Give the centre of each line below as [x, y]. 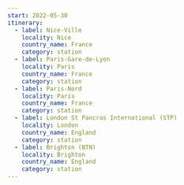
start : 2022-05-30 [38, 15]
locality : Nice [47, 37]
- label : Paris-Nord [48, 89]
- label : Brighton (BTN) [55, 147]
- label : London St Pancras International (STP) [96, 118]
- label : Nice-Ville [48, 30]
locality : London [50, 125]
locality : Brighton [54, 154]
